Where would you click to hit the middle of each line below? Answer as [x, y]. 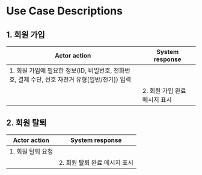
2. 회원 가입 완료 [164, 91]
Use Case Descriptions [65, 11]
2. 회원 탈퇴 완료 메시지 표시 [96, 162]
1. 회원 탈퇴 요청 [31, 151]
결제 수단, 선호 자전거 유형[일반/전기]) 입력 [74, 79]
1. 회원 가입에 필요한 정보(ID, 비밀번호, [61, 70]
